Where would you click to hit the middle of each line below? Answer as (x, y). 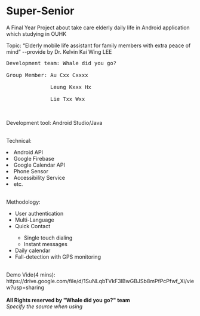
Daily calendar (33, 250)
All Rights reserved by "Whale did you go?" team (68, 300)
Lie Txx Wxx (68, 99)
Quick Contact (33, 226)
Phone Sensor (31, 171)
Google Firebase (34, 158)
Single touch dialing (48, 238)
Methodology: (23, 202)
